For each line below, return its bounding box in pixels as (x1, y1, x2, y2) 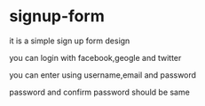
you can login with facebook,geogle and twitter (9, 52, 182, 63)
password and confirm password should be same (9, 87, 191, 97)
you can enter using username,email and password (9, 69, 197, 80)
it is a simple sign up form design (9, 35, 130, 46)
